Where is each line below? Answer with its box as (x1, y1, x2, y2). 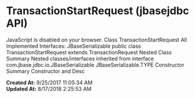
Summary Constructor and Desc (6, 67, 85, 74)
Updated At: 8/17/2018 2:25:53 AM (6, 85, 92, 92)
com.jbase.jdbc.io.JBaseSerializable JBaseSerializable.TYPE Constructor (6, 61, 185, 68)
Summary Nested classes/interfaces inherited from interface (6, 55, 154, 62)
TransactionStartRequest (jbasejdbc (6, 4, 190, 18)
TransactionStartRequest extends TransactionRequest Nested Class (6, 48, 172, 55)
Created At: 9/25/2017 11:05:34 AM (6, 79, 93, 86)
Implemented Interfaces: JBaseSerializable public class (6, 43, 141, 50)
